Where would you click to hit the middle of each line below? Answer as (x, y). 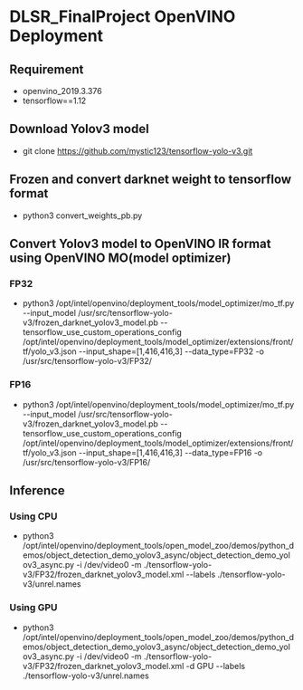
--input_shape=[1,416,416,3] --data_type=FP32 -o (171, 351)
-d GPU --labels (216, 666)
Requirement (47, 69)
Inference (37, 490)
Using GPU (33, 608)
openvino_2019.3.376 (62, 91)
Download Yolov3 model (79, 129)
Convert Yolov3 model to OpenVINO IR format (140, 244)
